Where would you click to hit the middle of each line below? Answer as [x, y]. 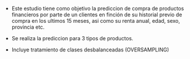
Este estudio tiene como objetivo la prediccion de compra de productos [98, 8]
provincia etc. [28, 27]
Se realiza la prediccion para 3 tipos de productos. [72, 38]
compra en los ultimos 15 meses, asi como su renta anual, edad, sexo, [96, 21]
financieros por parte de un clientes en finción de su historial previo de [97, 15]
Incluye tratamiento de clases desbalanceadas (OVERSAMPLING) [90, 50]
